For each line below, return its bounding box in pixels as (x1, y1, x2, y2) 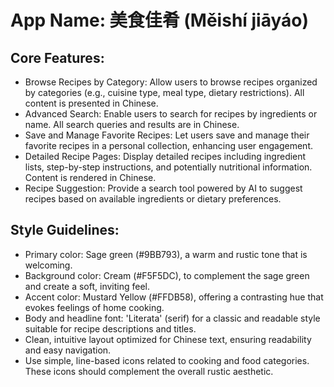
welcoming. (24, 259, 73, 271)
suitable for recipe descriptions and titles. (24, 322, 197, 335)
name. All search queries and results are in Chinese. (24, 119, 240, 130)
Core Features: (10, 49, 105, 66)
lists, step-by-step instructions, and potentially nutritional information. (24, 161, 313, 173)
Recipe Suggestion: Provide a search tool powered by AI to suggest (24, 182, 303, 194)
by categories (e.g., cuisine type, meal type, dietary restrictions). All (24, 87, 305, 98)
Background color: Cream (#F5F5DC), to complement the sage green (24, 269, 310, 281)
